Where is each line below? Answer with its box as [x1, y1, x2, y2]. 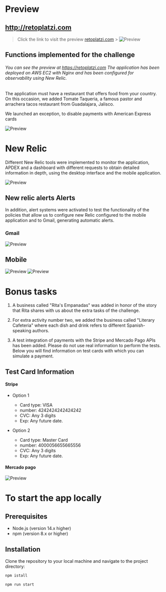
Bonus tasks [5, 286, 57, 297]
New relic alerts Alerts [5, 193, 76, 202]
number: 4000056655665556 [19, 442, 81, 448]
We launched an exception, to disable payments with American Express [5, 111, 151, 117]
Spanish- [126, 322, 145, 328]
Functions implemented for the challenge [5, 51, 135, 59]
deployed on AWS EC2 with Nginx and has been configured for [5, 69, 134, 75]
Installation [5, 545, 41, 553]
